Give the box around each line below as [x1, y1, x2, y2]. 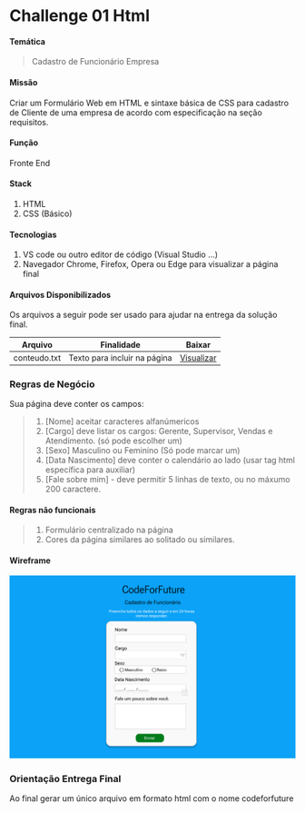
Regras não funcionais [9, 504, 96, 515]
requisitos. [9, 116, 49, 127]
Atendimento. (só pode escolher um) [44, 435, 183, 446]
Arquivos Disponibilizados [9, 289, 112, 300]
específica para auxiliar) [44, 464, 136, 475]
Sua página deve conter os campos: [9, 398, 144, 409]
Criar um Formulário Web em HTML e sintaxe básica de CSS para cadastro [9, 97, 289, 108]
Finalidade [100, 339, 141, 350]
